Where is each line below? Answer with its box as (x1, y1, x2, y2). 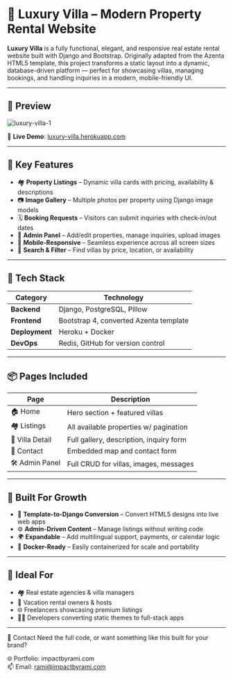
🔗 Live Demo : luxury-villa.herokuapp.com (7, 132, 126, 140)
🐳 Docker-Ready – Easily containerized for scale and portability (17, 542, 200, 551)
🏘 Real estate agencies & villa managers (17, 588, 135, 597)
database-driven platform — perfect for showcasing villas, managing (7, 66, 204, 74)
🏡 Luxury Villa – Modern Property (7, 6, 202, 22)
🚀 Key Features (7, 159, 74, 171)
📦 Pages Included (7, 370, 88, 382)
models (17, 205, 39, 214)
